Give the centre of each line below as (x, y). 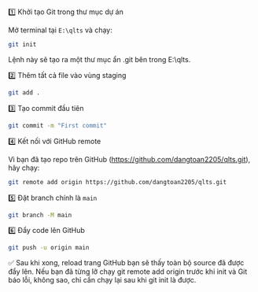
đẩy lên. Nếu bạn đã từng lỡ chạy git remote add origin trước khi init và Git (128, 272)
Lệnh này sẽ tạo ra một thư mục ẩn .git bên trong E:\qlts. (100, 59)
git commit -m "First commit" (58, 125)
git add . (24, 92)
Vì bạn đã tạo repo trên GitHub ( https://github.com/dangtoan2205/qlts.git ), (129, 159)
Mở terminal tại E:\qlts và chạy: (60, 30)
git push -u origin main (49, 248)
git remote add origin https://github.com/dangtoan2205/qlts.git (117, 182)
